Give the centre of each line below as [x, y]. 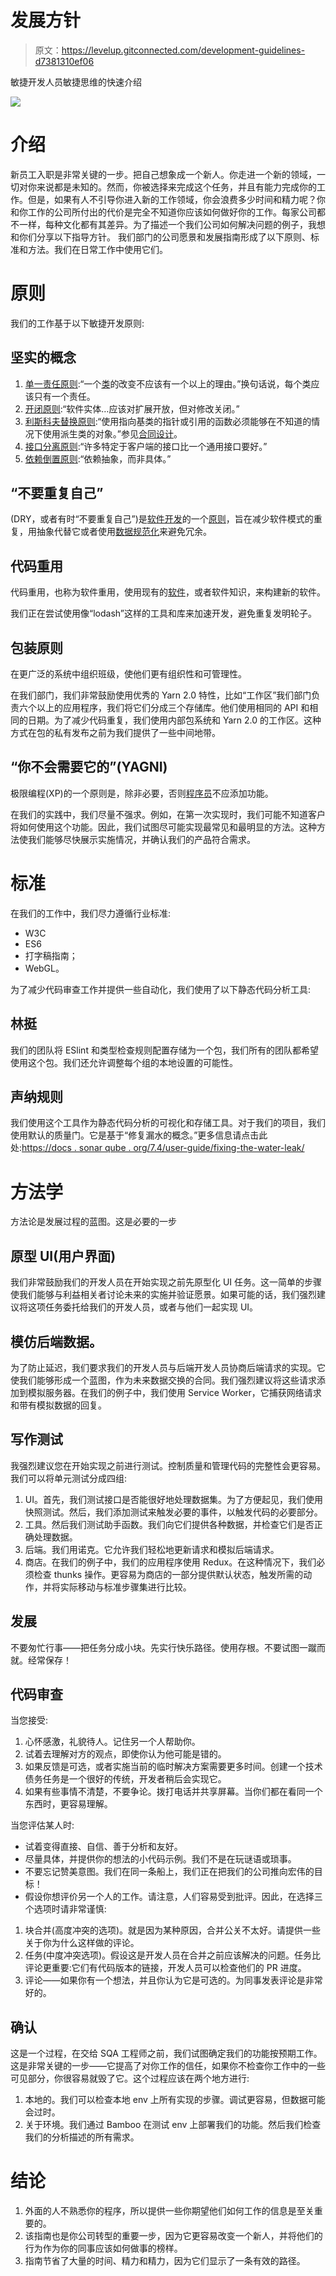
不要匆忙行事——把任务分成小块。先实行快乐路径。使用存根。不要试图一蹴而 [168, 1647]
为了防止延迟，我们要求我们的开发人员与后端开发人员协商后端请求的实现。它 [168, 1367]
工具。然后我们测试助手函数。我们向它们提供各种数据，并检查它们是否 [169, 1524]
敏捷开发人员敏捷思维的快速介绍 [76, 82]
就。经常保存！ [41, 1660]
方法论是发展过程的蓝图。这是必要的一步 [93, 1222]
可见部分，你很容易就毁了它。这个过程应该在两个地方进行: [130, 2078]
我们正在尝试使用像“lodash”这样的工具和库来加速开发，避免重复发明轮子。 [163, 613]
